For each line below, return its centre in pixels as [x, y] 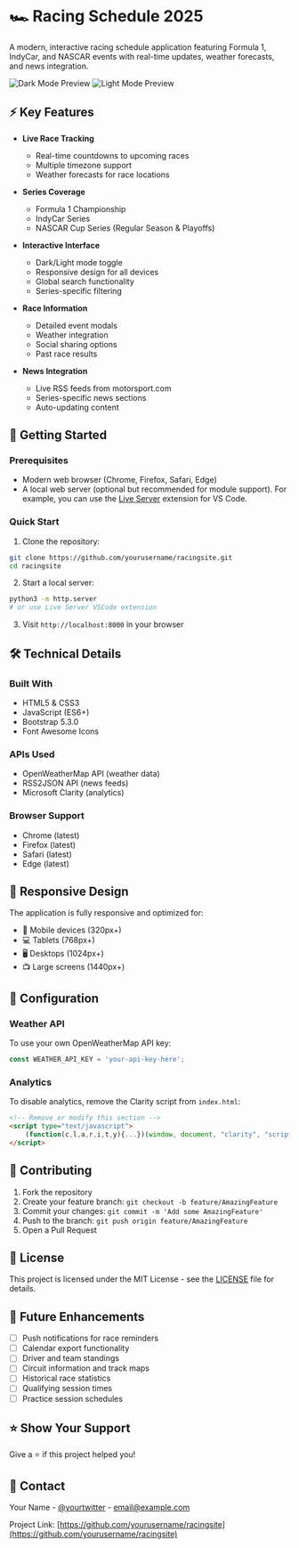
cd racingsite [36, 566]
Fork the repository [57, 1192]
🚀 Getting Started [58, 435]
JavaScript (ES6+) [56, 712]
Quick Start [34, 522]
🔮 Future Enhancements [77, 1317]
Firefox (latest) [49, 844]
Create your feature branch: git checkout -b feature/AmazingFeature [150, 1202]
